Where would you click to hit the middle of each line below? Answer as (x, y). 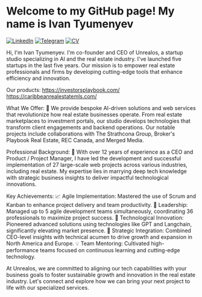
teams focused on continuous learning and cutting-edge (110, 250)
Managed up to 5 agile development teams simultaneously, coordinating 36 (100, 211)
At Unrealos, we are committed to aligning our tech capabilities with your (96, 268)
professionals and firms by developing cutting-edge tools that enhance (94, 71)
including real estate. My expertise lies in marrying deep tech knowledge (96, 171)
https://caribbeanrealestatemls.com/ (52, 96)
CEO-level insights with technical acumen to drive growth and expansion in (99, 237)
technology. (21, 256)
